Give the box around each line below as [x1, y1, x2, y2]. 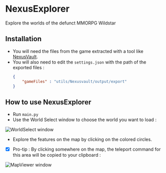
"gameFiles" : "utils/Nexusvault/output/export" [22, 79, 127, 84]
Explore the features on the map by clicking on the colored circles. [12, 136, 152, 142]
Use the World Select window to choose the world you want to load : [12, 117, 157, 123]
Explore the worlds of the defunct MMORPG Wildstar [5, 20, 116, 26]
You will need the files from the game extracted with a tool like [12, 48, 144, 54]
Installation [5, 35, 42, 43]
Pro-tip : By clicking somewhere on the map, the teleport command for [12, 146, 161, 153]
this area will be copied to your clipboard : [12, 152, 101, 158]
